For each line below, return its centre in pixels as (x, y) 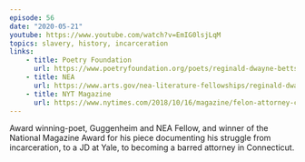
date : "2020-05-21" (46, 26)
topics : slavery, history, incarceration (89, 43)
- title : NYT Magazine (69, 94)
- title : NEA (50, 77)
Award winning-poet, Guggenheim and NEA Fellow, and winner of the (139, 128)
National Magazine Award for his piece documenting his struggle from (140, 138)
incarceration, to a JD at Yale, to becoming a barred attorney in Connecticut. (152, 147)
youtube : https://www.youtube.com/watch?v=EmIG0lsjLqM (115, 35)
